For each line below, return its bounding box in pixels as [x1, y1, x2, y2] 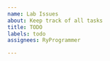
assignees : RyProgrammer [7, 37, 81, 44]
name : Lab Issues [7, 10, 59, 18]
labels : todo [7, 30, 46, 38]
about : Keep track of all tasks [7, 17, 103, 24]
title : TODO [7, 23, 43, 30]
